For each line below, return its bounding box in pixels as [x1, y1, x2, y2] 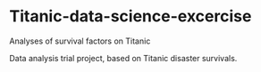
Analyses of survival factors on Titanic [9, 36, 151, 46]
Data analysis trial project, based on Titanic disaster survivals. [9, 52, 238, 63]
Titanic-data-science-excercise [9, 6, 252, 27]
